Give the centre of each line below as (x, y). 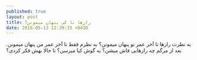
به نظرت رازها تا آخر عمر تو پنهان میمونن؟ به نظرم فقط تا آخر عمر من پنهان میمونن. (99, 44)
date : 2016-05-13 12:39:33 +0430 (47, 28)
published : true (26, 11)
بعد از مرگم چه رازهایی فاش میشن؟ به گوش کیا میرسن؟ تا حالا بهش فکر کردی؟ (94, 51)
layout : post (22, 17)
